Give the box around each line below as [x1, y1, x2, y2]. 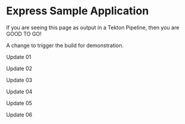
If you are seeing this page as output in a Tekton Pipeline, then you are [6, 24, 180, 31]
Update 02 [6, 64, 33, 72]
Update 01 [6, 53, 32, 60]
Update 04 [6, 88, 33, 95]
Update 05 [6, 100, 33, 107]
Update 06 [6, 111, 33, 118]
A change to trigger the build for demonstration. [6, 42, 124, 49]
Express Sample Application [6, 4, 149, 18]
